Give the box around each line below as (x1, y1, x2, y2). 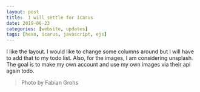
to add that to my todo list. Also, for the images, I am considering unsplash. (6, 54, 193, 62)
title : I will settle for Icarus (6, 15, 94, 21)
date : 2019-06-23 (6, 20, 50, 26)
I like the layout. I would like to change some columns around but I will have (6, 48, 195, 55)
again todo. (6, 67, 35, 74)
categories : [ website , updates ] (6, 25, 88, 32)
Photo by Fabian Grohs (21, 79, 79, 87)
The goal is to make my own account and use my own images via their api (6, 61, 191, 68)
